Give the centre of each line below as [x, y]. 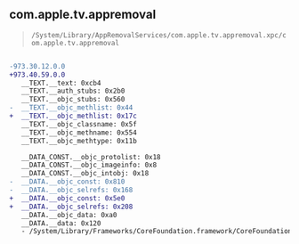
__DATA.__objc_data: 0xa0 [69, 215]
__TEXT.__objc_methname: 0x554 [79, 133]
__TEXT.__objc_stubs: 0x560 [73, 100]
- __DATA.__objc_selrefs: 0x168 [71, 191]
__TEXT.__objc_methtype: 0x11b [79, 141]
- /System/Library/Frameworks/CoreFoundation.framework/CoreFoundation [157, 232]
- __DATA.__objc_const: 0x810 [67, 182]
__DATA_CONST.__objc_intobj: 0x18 [85, 174]
